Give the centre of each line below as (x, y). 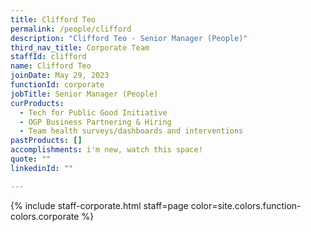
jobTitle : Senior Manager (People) (84, 94)
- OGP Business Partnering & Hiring (95, 122)
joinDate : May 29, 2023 (60, 76)
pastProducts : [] (46, 141)
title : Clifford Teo (53, 19)
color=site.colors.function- (246, 205)
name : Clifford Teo (51, 66)
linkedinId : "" (42, 168)
